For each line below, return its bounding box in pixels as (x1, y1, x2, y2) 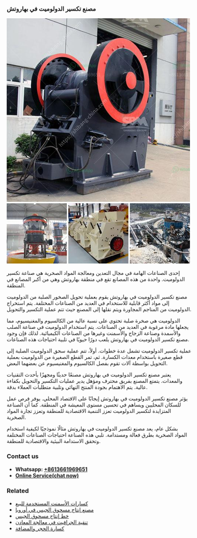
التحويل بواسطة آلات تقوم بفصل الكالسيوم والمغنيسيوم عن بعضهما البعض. (6, 360, 168, 367)
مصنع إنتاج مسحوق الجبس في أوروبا (15, 506, 94, 513)
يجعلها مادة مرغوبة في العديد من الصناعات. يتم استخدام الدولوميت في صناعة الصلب (6, 324, 189, 331)
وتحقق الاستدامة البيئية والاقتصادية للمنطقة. (6, 438, 101, 445)
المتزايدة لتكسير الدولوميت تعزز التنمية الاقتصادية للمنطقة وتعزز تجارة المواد (6, 408, 172, 415)
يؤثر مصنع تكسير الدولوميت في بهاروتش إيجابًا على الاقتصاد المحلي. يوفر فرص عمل (6, 395, 188, 402)
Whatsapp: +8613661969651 (15, 466, 87, 473)
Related (6, 486, 29, 495)
